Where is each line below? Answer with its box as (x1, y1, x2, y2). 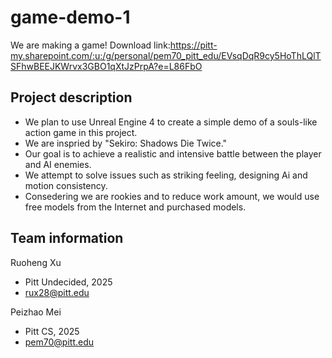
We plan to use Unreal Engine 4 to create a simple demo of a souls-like (24, 116, 318, 128)
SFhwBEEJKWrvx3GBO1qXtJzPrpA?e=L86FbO (10, 60, 203, 72)
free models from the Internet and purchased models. (24, 201, 247, 213)
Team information (10, 230, 124, 247)
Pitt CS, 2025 (24, 325, 80, 337)
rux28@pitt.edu (24, 286, 90, 298)
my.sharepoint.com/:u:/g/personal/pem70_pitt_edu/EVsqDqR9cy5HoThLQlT (10, 49, 322, 61)
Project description (10, 89, 133, 106)
